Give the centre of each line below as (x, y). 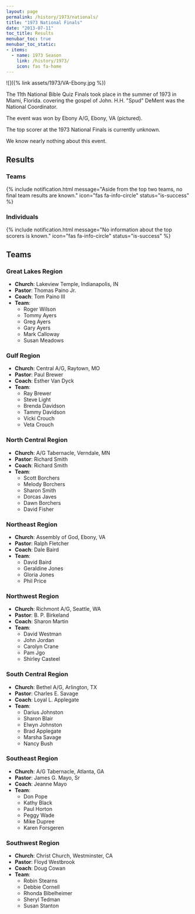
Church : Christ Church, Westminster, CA (64, 856)
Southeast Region (32, 759)
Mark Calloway (41, 334)
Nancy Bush (38, 743)
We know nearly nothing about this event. (56, 141)
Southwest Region (33, 843)
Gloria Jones (39, 574)
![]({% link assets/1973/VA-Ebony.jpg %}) (56, 83)
